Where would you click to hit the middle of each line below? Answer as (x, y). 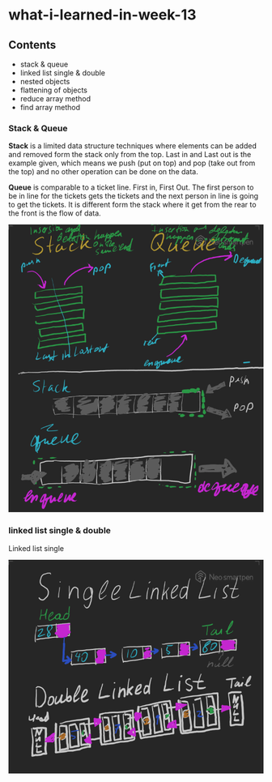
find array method (50, 107)
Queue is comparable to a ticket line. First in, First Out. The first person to (131, 187)
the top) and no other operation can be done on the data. (103, 172)
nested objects (45, 81)
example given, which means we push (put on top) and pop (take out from (132, 163)
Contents (32, 45)
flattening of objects (53, 90)
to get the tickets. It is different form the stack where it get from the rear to (132, 205)
